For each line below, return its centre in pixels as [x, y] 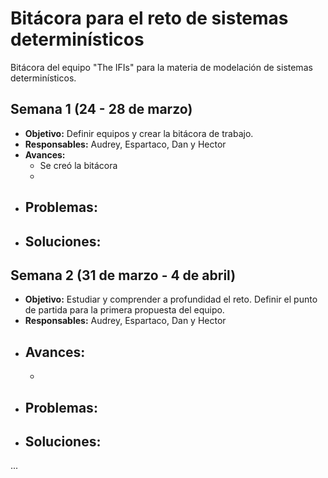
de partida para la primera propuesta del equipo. [124, 310]
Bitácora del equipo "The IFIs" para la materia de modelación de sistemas [161, 67]
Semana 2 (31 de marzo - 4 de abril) [123, 275]
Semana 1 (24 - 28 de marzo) [101, 109]
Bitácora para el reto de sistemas [149, 18]
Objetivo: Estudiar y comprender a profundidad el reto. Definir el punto [171, 299]
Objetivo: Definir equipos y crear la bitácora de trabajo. [139, 133]
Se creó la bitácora [78, 165]
